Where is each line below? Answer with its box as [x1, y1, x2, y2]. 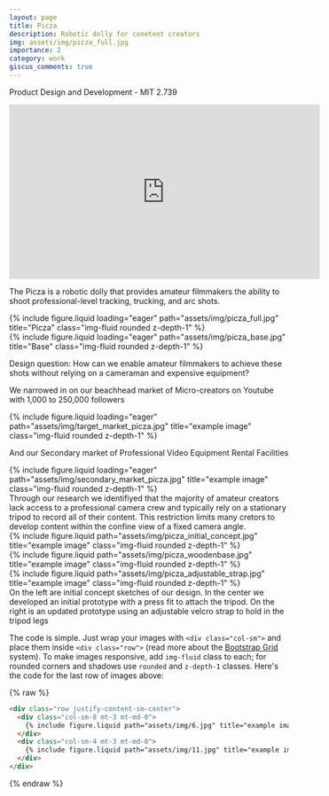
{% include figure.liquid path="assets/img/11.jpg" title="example [25, 745, 279, 754]
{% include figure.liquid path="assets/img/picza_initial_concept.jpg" [9, 530, 258, 541]
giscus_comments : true [9, 63, 93, 72]
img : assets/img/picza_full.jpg [9, 37, 129, 47]
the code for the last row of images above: [9, 670, 164, 681]
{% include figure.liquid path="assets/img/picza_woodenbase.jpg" [9, 549, 253, 559]
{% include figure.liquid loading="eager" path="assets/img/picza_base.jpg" [9, 332, 286, 342]
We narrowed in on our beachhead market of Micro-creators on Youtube [9, 385, 274, 395]
